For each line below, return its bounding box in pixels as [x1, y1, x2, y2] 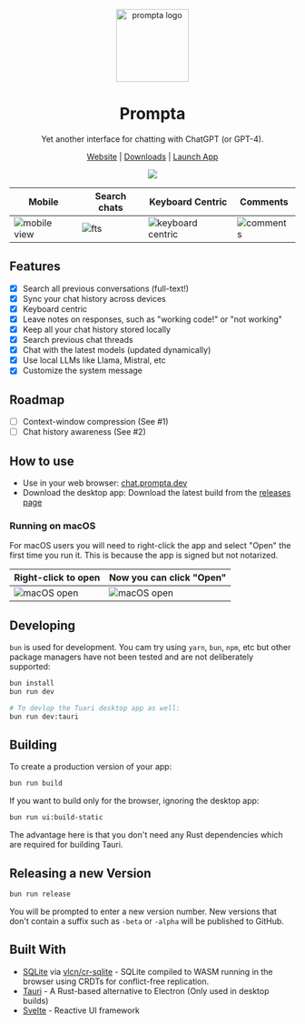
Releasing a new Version [9, 865, 152, 881]
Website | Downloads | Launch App [86, 151, 219, 162]
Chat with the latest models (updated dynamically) [22, 345, 212, 356]
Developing [9, 617, 75, 633]
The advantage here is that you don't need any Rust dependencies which [9, 829, 283, 840]
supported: [9, 661, 51, 672]
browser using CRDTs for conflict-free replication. [22, 976, 210, 987]
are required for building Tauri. [9, 839, 123, 850]
